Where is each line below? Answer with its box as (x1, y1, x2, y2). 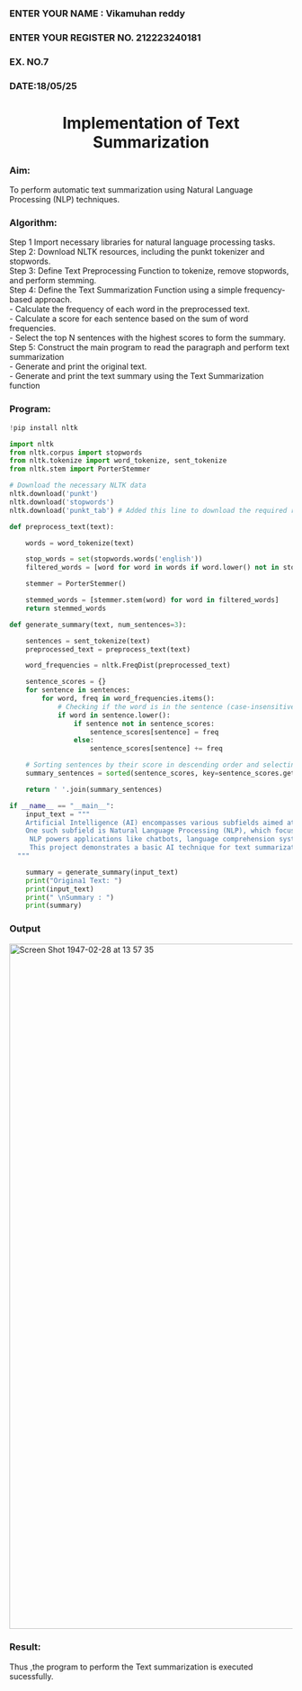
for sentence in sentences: (25, 686, 130, 695)
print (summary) (25, 901, 83, 911)
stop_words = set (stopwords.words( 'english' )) (25, 554, 203, 564)
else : (73, 736, 94, 745)
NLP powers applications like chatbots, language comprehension (29, 835, 276, 844)
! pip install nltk (9, 423, 78, 432)
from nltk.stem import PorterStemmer (9, 464, 151, 474)
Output (9, 922, 41, 935)
